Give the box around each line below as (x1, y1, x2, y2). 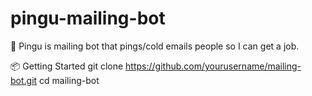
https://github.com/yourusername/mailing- (125, 60, 302, 72)
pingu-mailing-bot (10, 7, 166, 30)
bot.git (10, 74, 38, 86)
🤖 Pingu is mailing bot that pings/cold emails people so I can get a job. (10, 40, 300, 52)
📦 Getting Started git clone (10, 60, 124, 72)
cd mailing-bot (39, 74, 100, 86)
